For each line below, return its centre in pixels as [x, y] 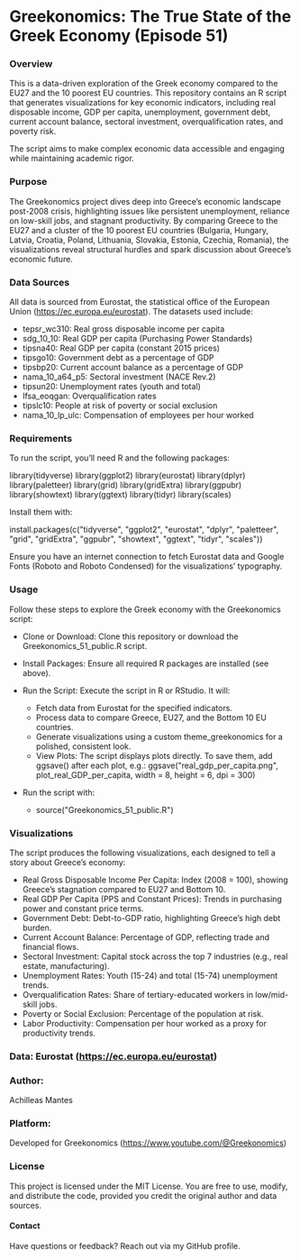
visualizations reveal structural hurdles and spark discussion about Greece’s [150, 249]
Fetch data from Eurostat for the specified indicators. [134, 708]
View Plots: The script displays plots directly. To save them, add [154, 755]
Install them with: [41, 512]
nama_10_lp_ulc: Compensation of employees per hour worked [138, 415]
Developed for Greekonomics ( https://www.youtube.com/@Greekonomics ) [148, 1143]
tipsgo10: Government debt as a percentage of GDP [118, 358]
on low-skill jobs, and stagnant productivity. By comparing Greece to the [144, 220]
